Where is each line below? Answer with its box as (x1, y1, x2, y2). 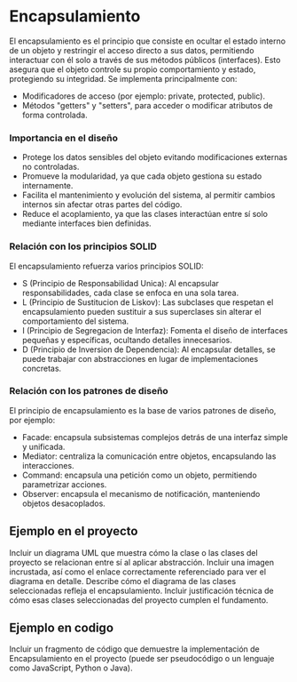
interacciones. (21, 460, 74, 470)
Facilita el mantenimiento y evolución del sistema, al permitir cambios (21, 189, 276, 201)
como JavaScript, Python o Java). (9, 662, 133, 673)
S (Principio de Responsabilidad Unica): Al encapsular (21, 277, 220, 288)
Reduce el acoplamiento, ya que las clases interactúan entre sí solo (21, 209, 269, 220)
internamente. (21, 181, 74, 191)
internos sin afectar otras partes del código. (21, 199, 183, 210)
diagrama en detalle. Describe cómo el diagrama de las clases (9, 575, 237, 586)
